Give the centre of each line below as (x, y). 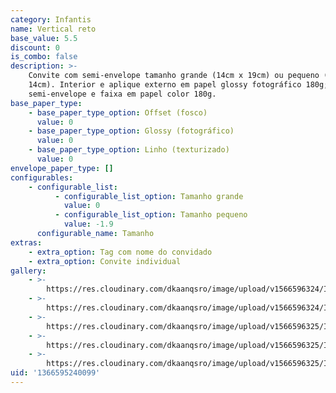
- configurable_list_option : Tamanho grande (149, 196)
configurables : (42, 177)
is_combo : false (44, 57)
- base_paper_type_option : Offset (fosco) (118, 112)
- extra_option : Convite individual (105, 261)
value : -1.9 (88, 224)
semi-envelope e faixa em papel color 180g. (122, 94)
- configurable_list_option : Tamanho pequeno (151, 215)
